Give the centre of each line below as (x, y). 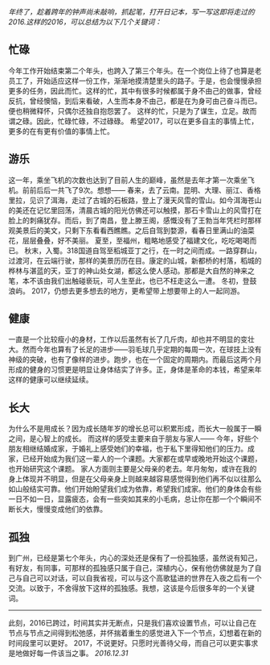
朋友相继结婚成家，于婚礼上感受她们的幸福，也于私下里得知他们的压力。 (128, 449)
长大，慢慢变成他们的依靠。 (61, 509)
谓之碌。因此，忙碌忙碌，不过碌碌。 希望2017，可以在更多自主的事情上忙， (133, 121)
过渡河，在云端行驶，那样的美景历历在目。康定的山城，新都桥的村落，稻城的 (135, 260)
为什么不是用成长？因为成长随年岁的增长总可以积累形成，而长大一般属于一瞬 (135, 429)
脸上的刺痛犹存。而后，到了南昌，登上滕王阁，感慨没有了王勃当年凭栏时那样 (135, 220)
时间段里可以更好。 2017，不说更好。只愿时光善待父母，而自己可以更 (123, 643)
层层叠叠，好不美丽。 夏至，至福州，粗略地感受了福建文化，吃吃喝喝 (136, 240)
